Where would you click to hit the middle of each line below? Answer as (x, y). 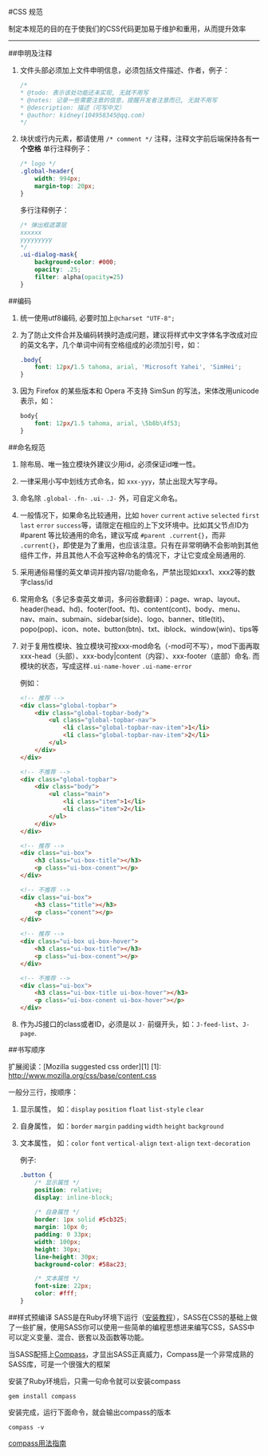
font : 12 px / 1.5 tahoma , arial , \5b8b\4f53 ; (108, 424)
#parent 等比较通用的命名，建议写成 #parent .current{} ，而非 (123, 535)
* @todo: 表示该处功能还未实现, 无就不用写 (84, 93)
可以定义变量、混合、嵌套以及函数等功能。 (78, 1337)
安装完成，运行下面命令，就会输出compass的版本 (90, 1412)
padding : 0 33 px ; (63, 1235)
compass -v (26, 1427)
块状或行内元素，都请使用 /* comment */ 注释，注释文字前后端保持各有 (136, 139)
